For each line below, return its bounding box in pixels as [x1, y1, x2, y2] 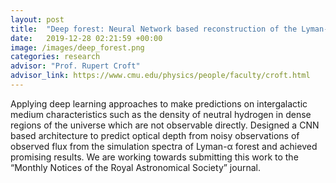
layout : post [10, 14, 65, 25]
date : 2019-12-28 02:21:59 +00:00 [10, 33, 163, 43]
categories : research [10, 52, 101, 62]
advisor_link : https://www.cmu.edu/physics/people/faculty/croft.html [10, 71, 311, 81]
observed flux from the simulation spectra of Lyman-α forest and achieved [10, 140, 318, 152]
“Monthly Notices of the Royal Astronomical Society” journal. [10, 161, 261, 173]
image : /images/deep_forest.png [10, 42, 145, 53]
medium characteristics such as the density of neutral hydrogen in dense [10, 108, 312, 120]
